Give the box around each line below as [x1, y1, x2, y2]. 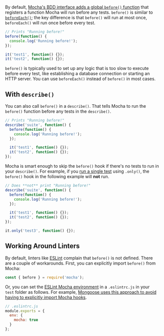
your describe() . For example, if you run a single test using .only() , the [5, 168, 149, 174]
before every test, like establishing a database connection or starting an [5, 71, 150, 77]
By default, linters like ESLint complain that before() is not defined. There [5, 255, 153, 261]
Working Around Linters [5, 242, 80, 250]
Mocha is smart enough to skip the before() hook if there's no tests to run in [5, 163, 159, 169]
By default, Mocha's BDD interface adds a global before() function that [5, 4, 149, 10]
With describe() [5, 90, 55, 98]
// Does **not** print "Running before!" [5, 183, 91, 188]
